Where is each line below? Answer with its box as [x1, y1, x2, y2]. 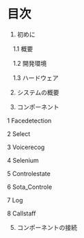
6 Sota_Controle [7, 183, 53, 191]
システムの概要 [16, 88, 59, 96]
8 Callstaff [7, 209, 36, 217]
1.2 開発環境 [12, 59, 47, 67]
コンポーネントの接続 [16, 223, 77, 231]
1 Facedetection [7, 116, 52, 124]
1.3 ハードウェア [12, 73, 59, 82]
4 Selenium [7, 156, 39, 164]
